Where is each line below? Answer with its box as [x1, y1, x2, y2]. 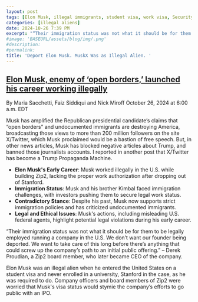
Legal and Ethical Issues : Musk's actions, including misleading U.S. [14, 210, 180, 217]
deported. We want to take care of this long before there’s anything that [6, 241, 180, 248]
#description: [6, 42, 41, 48]
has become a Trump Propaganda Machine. [6, 155, 113, 162]
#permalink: [6, 47, 35, 53]
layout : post [6, 8, 38, 15]
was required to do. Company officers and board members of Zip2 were [6, 277, 181, 284]
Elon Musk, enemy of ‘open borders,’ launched [6, 74, 181, 85]
